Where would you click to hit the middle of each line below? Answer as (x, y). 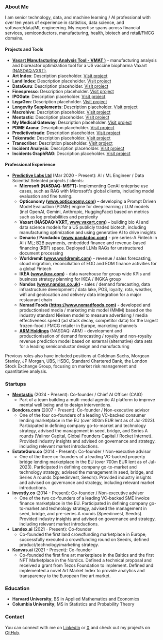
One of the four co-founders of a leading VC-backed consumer (82, 415)
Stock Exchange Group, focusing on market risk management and (71, 366)
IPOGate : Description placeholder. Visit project (59, 97)
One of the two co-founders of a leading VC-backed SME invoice (84, 498)
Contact (15, 617)
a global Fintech (35, 269)
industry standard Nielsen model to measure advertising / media (83, 315)
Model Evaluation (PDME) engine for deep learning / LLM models (84, 206)
